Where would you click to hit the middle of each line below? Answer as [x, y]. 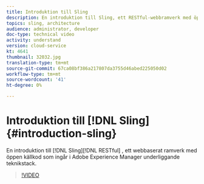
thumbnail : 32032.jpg [34, 57]
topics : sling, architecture [43, 23]
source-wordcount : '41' [36, 80]
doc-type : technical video [40, 35]
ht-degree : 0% [24, 86]
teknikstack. [22, 163]
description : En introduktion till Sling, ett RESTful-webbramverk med [99, 18]
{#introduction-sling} [62, 134]
